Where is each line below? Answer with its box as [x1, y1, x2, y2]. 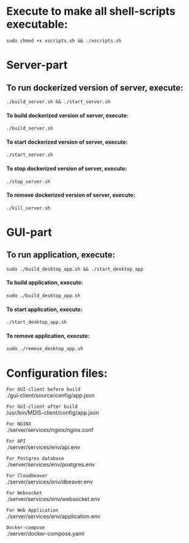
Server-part [6, 58, 68, 72]
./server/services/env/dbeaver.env [6, 478, 94, 486]
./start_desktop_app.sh [6, 319, 67, 326]
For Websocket [6, 490, 43, 496]
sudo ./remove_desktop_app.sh [6, 346, 84, 352]
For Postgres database [6, 456, 64, 462]
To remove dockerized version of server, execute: [6, 192, 136, 199]
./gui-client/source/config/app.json [6, 392, 95, 399]
